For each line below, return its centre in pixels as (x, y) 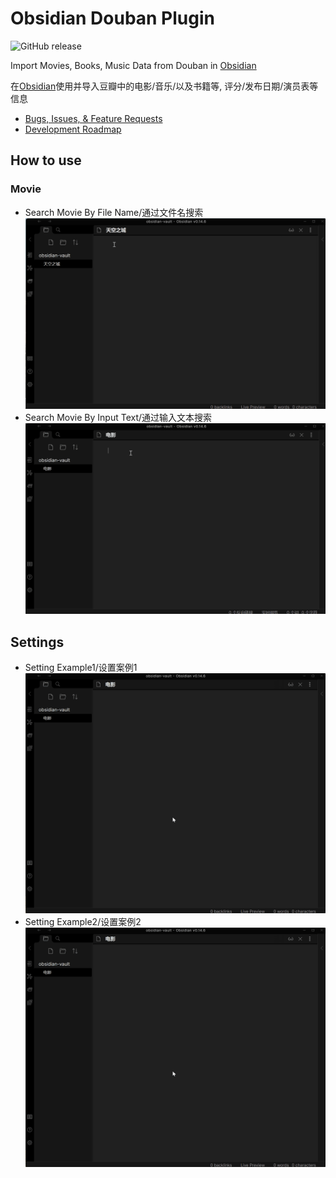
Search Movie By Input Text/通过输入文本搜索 (118, 417)
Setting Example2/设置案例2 (83, 921)
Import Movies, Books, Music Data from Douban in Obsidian (133, 65)
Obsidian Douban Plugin (112, 18)
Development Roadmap (73, 129)
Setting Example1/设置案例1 (81, 667)
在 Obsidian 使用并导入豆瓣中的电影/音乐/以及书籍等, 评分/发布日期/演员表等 (164, 86)
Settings (37, 642)
